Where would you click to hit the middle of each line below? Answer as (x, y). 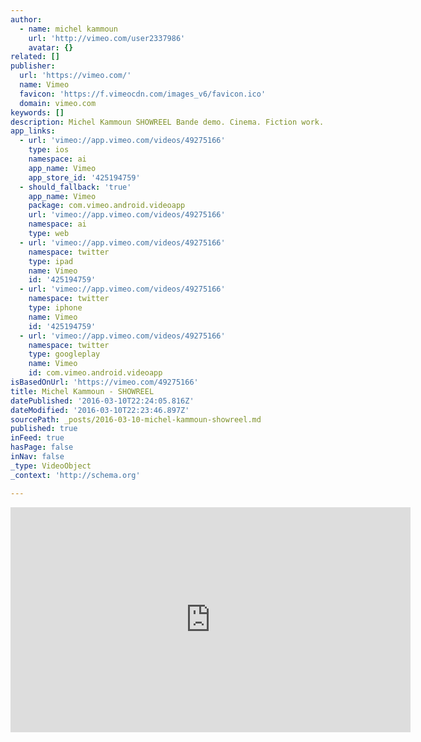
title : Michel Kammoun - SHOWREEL (82, 391)
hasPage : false (42, 447)
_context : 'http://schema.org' (75, 475)
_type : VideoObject (51, 466)
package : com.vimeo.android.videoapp (107, 206)
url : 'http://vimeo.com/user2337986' (107, 38)
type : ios (49, 150)
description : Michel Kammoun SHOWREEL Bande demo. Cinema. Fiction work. (167, 122)
